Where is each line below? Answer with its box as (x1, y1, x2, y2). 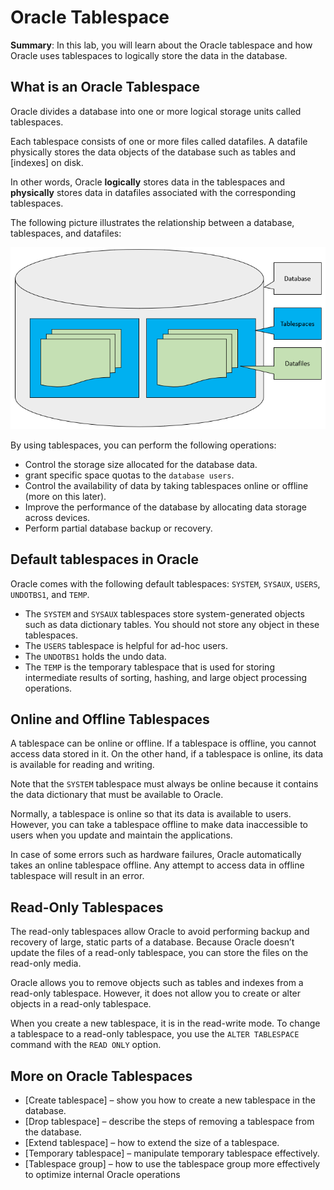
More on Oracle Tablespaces (10, 1067, 193, 1085)
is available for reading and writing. (10, 759, 155, 771)
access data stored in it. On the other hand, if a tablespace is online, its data (10, 748, 324, 760)
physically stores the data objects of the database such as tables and (10, 146, 297, 158)
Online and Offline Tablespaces (10, 711, 210, 728)
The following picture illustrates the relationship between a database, (10, 216, 295, 228)
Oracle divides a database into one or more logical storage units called (10, 105, 302, 117)
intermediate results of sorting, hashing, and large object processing (24, 671, 308, 683)
